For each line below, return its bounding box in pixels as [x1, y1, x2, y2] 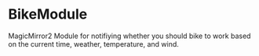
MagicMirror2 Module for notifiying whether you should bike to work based [8, 31, 251, 40]
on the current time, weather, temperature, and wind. [8, 39, 179, 48]
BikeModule [8, 5, 88, 23]
